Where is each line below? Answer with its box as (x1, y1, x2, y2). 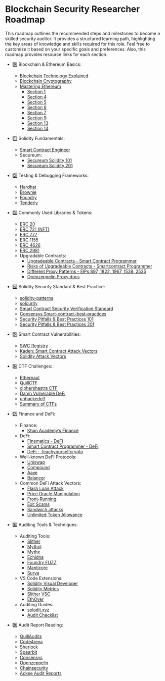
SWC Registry (19, 343, 48, 349)
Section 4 (27, 94, 47, 100)
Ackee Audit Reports (19, 670, 62, 676)
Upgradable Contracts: (19, 253, 67, 259)
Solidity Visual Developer (27, 580, 78, 586)
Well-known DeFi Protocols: (19, 454, 77, 460)
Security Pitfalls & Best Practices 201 (19, 321, 95, 327)
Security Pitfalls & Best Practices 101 (19, 316, 94, 322)
